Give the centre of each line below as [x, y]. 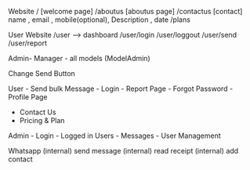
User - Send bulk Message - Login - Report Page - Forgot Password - [121, 89]
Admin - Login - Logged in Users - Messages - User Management [114, 136]
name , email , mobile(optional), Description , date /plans [99, 20]
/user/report [27, 43]
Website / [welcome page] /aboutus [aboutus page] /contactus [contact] [125, 11]
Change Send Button [42, 73]
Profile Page [28, 97]
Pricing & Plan [42, 120]
